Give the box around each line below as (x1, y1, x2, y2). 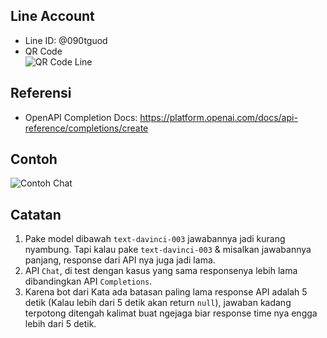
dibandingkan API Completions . (24, 275, 153, 288)
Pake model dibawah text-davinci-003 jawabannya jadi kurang (24, 233, 286, 245)
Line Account (10, 8, 95, 25)
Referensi (10, 85, 72, 102)
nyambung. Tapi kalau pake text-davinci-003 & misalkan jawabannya (24, 244, 312, 256)
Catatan (10, 206, 62, 223)
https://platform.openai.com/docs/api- (139, 111, 298, 123)
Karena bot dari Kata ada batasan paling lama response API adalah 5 (24, 286, 308, 298)
